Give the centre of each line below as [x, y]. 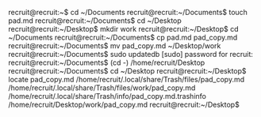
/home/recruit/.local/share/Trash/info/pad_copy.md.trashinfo [107, 96]
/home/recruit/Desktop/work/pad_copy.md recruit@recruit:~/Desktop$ [124, 104]
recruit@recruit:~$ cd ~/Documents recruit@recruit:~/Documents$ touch [128, 12]
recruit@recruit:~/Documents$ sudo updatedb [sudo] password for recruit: [131, 54]
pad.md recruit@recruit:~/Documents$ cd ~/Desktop [95, 21]
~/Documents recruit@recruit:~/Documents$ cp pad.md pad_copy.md [123, 37]
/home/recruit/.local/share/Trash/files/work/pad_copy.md [102, 88]
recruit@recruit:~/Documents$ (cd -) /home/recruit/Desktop [107, 62]
